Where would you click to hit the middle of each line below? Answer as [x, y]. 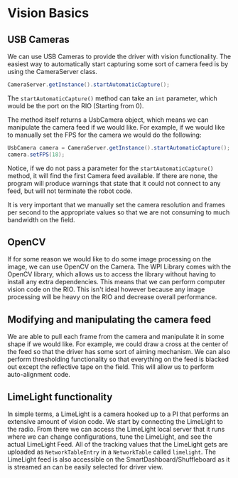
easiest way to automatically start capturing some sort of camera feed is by [118, 64]
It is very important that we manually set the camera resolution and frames [116, 204]
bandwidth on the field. [42, 219]
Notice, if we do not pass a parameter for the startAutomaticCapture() [110, 168]
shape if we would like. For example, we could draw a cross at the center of [118, 344]
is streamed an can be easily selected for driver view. [85, 467]
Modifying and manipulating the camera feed [109, 319]
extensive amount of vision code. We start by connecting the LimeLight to [115, 422]
